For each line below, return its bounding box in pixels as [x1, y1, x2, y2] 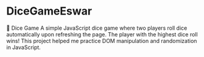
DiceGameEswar [6, 4, 93, 18]
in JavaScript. [6, 44, 41, 51]
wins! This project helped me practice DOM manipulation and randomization [6, 37, 197, 44]
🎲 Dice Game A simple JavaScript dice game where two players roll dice [6, 24, 188, 32]
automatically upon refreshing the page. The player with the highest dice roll [6, 30, 198, 38]
